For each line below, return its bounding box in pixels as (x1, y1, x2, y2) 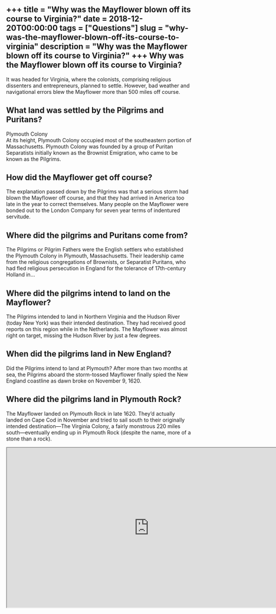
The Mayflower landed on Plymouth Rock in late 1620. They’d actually (6, 410, 175, 417)
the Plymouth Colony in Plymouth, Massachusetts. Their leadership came (6, 252, 185, 259)
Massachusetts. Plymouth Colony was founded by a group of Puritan (6, 143, 173, 150)
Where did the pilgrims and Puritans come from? (6, 230, 188, 240)
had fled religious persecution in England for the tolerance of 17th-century (6, 265, 186, 272)
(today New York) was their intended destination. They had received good (6, 319, 186, 326)
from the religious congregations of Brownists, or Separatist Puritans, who (6, 259, 186, 266)
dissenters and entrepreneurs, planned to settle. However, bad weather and (6, 82, 190, 89)
